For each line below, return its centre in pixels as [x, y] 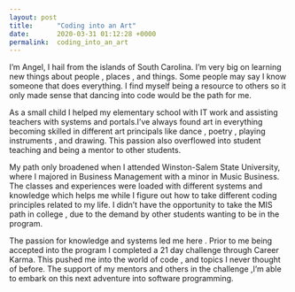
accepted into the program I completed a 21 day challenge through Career [144, 250]
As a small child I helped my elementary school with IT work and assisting [144, 112]
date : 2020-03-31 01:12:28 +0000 [83, 34]
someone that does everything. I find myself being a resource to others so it [147, 86]
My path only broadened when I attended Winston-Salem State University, [145, 167]
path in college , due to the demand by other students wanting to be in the [144, 214]
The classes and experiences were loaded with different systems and [136, 186]
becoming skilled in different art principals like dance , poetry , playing [137, 131]
